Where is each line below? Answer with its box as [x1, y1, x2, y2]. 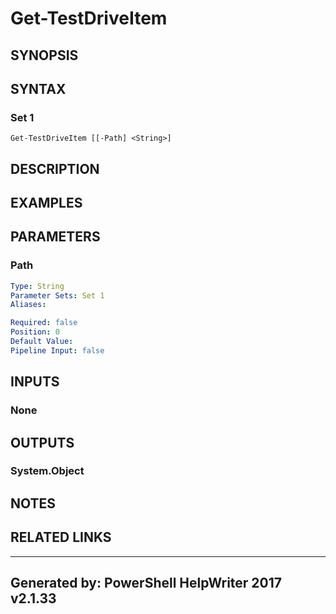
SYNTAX [10, 80, 67, 97]
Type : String [10, 281, 65, 291]
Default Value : [10, 337, 74, 347]
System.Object [10, 464, 85, 478]
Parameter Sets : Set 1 [10, 290, 105, 301]
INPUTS [10, 373, 60, 391]
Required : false [10, 318, 78, 328]
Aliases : [10, 300, 47, 310]
